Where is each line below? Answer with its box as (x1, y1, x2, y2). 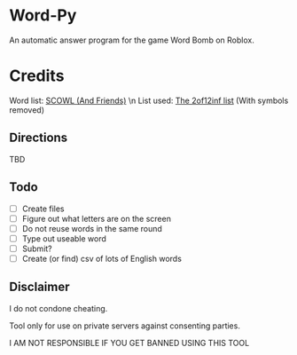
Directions (9, 130, 68, 146)
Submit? (21, 243, 53, 254)
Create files (21, 203, 65, 214)
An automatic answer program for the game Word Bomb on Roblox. (9, 35, 254, 45)
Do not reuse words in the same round (21, 223, 162, 233)
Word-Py (9, 5, 77, 26)
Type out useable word (21, 233, 106, 244)
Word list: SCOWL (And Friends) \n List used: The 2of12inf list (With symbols (9, 95, 289, 106)
